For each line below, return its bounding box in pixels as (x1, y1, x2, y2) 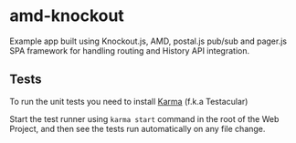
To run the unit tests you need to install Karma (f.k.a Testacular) (9, 96, 248, 107)
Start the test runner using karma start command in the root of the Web (9, 113, 280, 124)
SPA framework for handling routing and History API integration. (9, 45, 250, 56)
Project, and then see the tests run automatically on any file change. (9, 123, 266, 134)
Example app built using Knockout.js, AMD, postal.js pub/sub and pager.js (9, 36, 288, 46)
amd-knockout (9, 5, 125, 26)
